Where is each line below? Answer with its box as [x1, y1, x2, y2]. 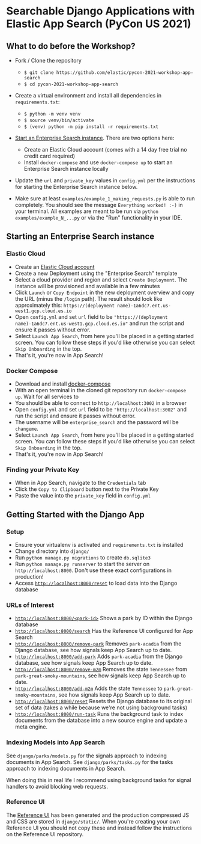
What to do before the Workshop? [6, 41, 136, 51]
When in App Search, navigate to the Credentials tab [14, 479, 146, 487]
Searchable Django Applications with [6, 4, 195, 18]
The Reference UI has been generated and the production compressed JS [6, 811, 189, 819]
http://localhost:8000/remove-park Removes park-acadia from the [14, 640, 182, 647]
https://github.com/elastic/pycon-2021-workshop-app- [56, 70, 194, 76]
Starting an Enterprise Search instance [6, 232, 155, 242]
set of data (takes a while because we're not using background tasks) [14, 704, 188, 711]
